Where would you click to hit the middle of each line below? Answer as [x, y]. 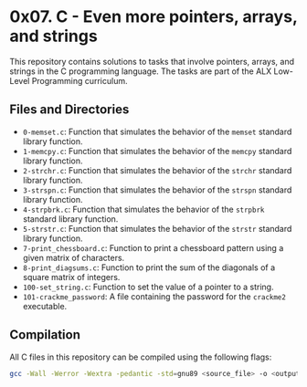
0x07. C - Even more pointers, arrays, [153, 17]
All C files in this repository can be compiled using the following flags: [141, 357]
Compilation [45, 335]
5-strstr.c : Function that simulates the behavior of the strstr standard [157, 228]
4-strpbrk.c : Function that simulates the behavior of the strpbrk [143, 209]
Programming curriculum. [79, 80]
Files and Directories [69, 110]
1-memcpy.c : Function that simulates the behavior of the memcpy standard [157, 151]
